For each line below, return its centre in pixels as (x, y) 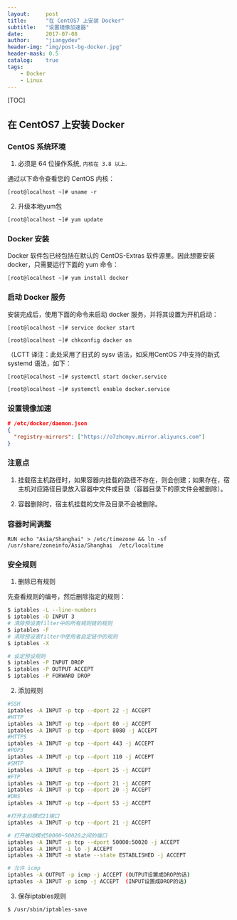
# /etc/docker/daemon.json (47, 423)
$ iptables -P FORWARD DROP (49, 676)
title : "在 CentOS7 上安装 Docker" (66, 21)
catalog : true (33, 61)
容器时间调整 (30, 524)
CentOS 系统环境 (37, 147)
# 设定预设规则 (27, 656)
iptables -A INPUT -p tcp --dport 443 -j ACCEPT (81, 744)
